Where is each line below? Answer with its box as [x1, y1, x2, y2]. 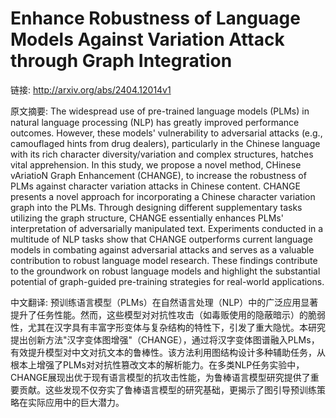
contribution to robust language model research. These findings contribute [10, 254, 318, 266]
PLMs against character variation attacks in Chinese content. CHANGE [10, 180, 301, 192]
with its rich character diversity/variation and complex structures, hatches [10, 148, 314, 160]
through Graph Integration [10, 50, 233, 72]
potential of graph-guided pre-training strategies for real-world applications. [10, 275, 325, 287]
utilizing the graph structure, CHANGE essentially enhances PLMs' [10, 212, 284, 224]
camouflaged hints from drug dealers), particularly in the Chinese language [10, 137, 321, 149]
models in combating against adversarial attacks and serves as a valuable [10, 243, 315, 256]
